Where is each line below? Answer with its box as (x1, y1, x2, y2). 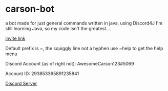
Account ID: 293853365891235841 (5, 70, 79, 77)
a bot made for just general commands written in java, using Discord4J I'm (5, 20, 163, 26)
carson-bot (5, 3, 55, 15)
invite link (5, 35, 26, 41)
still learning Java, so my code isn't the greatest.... (5, 25, 112, 31)
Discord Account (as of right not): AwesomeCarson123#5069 (5, 60, 134, 66)
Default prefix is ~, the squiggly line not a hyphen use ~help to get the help (5, 45, 163, 51)
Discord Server (5, 80, 37, 86)
